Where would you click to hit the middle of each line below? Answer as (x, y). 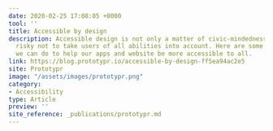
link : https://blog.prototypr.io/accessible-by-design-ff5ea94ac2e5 (127, 62)
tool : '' (23, 24)
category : (25, 84)
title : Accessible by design (58, 31)
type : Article (32, 99)
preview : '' (28, 107)
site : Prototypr (36, 69)
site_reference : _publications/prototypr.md (85, 115)
